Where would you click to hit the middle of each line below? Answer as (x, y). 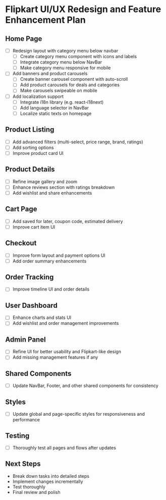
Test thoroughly (29, 487)
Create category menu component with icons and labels (78, 57)
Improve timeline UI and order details (51, 289)
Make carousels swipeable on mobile (59, 91)
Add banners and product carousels (50, 74)
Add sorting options (33, 147)
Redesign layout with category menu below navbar (65, 51)
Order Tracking (30, 277)
